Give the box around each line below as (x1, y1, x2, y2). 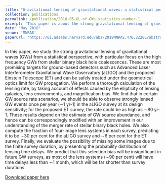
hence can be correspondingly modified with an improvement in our (5, 117, 143, 123)
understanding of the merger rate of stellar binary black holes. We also (5, 122, 149, 128)
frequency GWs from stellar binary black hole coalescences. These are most (5, 59, 161, 65)
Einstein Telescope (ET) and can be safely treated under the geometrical (5, 75, 153, 81)
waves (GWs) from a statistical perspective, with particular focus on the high (5, 54, 161, 60)
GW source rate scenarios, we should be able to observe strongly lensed (5, 96, 154, 102)
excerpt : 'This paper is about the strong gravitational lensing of (5, 21, 149, 26)
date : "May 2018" (5, 26, 41, 31)
